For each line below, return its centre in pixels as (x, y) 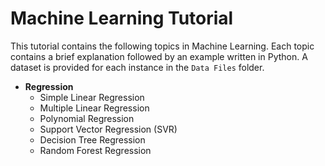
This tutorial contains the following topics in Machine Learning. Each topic (162, 46)
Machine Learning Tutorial (122, 18)
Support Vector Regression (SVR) (108, 129)
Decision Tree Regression (92, 139)
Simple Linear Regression (92, 97)
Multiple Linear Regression (94, 108)
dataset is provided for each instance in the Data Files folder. (137, 67)
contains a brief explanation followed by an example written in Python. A (159, 56)
